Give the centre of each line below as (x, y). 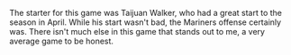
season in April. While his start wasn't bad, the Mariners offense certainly (145, 22)
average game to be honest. (62, 41)
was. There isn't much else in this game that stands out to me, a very (137, 31)
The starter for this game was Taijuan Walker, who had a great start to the (145, 13)
